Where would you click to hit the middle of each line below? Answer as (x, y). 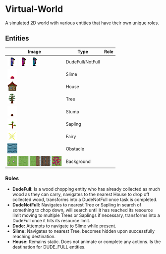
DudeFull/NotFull (83, 62)
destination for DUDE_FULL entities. (49, 247)
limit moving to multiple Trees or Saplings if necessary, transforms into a (86, 215)
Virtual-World (34, 9)
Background (78, 161)
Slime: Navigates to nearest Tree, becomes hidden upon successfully (83, 231)
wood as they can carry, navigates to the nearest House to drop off (81, 195)
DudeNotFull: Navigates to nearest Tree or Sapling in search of (77, 205)
